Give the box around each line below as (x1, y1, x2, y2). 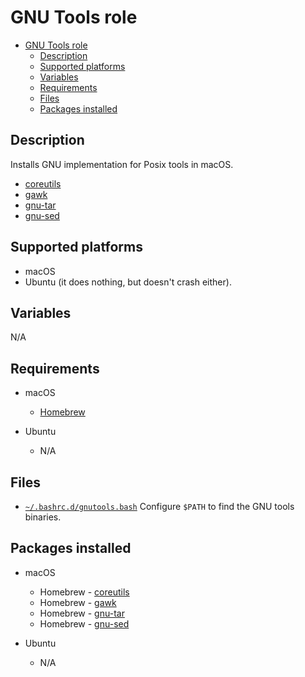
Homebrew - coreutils (39, 586, 130, 598)
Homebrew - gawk (39, 596, 117, 608)
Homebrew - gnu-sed (39, 617, 130, 630)
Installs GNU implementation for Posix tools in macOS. (10, 158, 234, 170)
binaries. (24, 511, 62, 523)
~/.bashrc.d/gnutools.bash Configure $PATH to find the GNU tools (24, 501, 295, 512)
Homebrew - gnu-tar (39, 607, 125, 619)
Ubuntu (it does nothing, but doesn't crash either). (24, 276, 232, 288)
